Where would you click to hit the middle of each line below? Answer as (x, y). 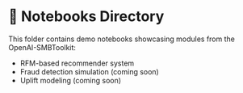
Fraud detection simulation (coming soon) (89, 71)
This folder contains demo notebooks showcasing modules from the (122, 39)
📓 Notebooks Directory (86, 17)
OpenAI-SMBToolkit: (42, 47)
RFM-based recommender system (77, 63)
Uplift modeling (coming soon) (71, 80)
